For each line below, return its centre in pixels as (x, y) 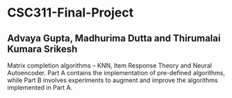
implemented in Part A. (40, 87)
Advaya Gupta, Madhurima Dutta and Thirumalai (114, 38)
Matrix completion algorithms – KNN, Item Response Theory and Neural (109, 66)
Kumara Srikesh (42, 49)
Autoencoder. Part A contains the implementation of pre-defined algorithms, (116, 73)
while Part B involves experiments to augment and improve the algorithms (113, 80)
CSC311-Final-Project (71, 13)
